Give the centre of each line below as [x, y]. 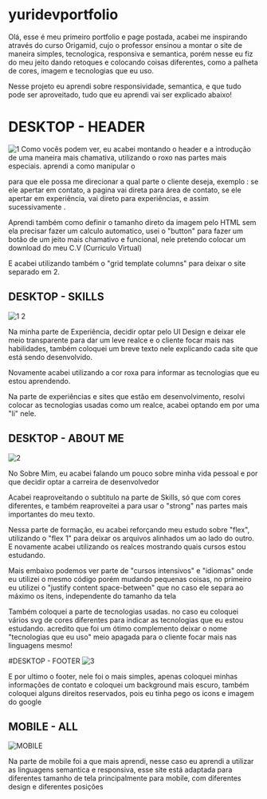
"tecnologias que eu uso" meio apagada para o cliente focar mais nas [123, 637]
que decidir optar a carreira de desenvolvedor [84, 481]
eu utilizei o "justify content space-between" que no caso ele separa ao [126, 587]
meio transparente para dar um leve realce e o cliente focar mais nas [121, 340]
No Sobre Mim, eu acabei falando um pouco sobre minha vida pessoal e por [133, 473]
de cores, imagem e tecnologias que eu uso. [81, 70]
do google [25, 702]
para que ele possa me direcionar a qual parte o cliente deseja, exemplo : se [133, 181]
